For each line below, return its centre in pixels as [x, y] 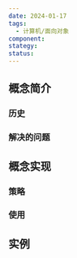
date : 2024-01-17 [38, 16]
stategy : [23, 46]
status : [21, 54]
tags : [17, 24]
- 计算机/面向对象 [43, 31]
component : [27, 39]
